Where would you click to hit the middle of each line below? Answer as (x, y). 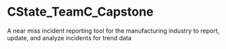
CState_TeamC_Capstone (80, 12)
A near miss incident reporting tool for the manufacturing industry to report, (113, 31)
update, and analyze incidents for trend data (69, 37)
